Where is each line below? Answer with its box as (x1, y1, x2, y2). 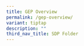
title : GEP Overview (6, 8, 58, 15)
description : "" (6, 25, 46, 32)
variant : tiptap (6, 20, 46, 26)
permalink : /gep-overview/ (6, 14, 73, 20)
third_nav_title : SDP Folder (6, 31, 79, 37)
